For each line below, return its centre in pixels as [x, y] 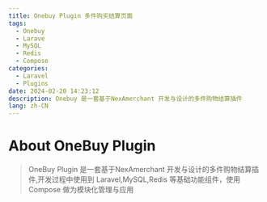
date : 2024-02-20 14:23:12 [54, 91]
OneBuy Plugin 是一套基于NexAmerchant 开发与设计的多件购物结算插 [144, 170]
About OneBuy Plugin [82, 146]
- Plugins [32, 83]
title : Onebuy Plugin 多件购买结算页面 [71, 16]
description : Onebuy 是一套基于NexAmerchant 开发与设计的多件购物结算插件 [125, 99]
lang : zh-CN [28, 106]
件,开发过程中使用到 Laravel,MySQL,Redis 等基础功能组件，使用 [134, 179]
